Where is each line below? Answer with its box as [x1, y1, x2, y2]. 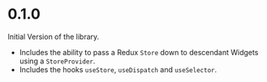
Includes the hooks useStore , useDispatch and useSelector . [19, 64, 217, 74]
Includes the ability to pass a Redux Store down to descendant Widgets [19, 47, 259, 57]
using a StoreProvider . [19, 56, 96, 66]
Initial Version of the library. [7, 32, 100, 41]
